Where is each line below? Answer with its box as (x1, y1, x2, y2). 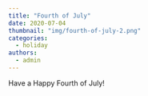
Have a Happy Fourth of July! (8, 78, 106, 88)
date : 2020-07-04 (8, 19, 66, 27)
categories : (8, 34, 48, 42)
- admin (15, 57, 42, 65)
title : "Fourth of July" (8, 11, 91, 20)
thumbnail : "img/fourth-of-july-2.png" (8, 26, 142, 34)
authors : (8, 49, 38, 57)
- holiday (15, 42, 48, 50)
